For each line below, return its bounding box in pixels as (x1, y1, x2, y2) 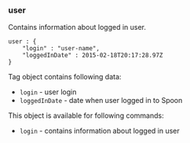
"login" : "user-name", (22, 45, 100, 53)
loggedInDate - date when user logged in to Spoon (19, 96, 183, 105)
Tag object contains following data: (8, 72, 122, 82)
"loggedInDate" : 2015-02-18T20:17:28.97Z (22, 52, 163, 60)
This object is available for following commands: (8, 111, 164, 120)
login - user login (19, 87, 77, 97)
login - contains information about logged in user (19, 126, 181, 136)
